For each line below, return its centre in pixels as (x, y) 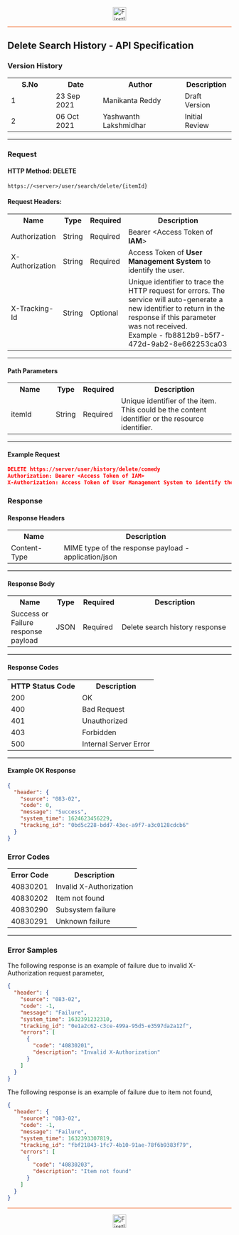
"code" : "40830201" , (63, 1046)
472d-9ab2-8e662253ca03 (177, 344)
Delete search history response (174, 627)
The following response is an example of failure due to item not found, (110, 1092)
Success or (30, 614)
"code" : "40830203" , (63, 1165)
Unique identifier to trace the (176, 282)
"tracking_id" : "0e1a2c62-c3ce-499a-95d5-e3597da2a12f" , (106, 1026)
